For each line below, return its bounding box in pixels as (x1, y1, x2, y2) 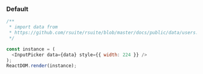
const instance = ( (6, 46, 56, 52)
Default (6, 5, 29, 13)
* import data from (8, 24, 59, 30)
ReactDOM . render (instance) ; (6, 63, 77, 69)
